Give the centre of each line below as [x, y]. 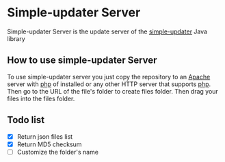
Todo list [26, 120]
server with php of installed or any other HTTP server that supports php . [109, 84]
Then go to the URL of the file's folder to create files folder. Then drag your [113, 91]
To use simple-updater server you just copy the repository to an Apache [109, 77]
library [16, 38]
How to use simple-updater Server [82, 60]
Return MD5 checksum [49, 144]
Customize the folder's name [58, 152]
